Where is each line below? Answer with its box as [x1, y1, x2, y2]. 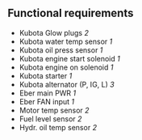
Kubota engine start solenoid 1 [19, 53, 120, 63]
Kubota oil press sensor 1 [19, 45, 103, 55]
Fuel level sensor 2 [19, 113, 82, 124]
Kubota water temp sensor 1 [19, 36, 113, 46]
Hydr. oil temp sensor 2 [19, 122, 98, 132]
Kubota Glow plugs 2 [19, 28, 90, 37]
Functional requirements [7, 6, 134, 20]
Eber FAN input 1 [19, 96, 75, 106]
